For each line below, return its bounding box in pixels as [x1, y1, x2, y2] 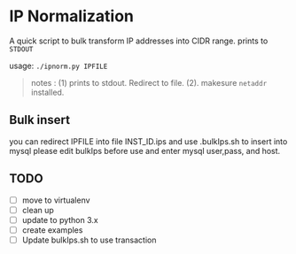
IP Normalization [9, 6, 135, 27]
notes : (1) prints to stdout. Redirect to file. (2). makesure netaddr [30, 77, 268, 88]
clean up [21, 204, 55, 215]
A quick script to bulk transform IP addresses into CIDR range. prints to [9, 35, 269, 46]
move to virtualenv [21, 195, 90, 205]
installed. [30, 87, 65, 97]
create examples [21, 224, 83, 235]
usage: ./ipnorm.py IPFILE [9, 60, 108, 71]
